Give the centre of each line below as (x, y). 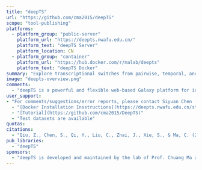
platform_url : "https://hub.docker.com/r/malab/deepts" (89, 62)
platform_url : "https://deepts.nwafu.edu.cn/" (76, 40)
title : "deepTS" (26, 12)
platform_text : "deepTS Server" (57, 46)
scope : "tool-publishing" (38, 23)
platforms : (20, 29)
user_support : (24, 96)
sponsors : (19, 152)
